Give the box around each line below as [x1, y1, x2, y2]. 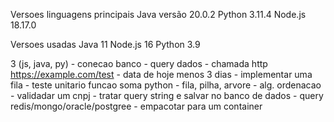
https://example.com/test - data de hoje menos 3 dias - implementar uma [10, 69, 313, 80]
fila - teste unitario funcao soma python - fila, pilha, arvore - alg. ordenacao [10, 79, 322, 91]
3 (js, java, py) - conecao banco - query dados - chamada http [10, 58, 268, 69]
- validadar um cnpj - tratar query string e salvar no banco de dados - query [10, 90, 324, 101]
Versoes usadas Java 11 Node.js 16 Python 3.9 [10, 39, 201, 50]
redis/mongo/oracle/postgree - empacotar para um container [10, 100, 263, 112]
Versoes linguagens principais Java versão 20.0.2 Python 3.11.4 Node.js [10, 9, 307, 20]
